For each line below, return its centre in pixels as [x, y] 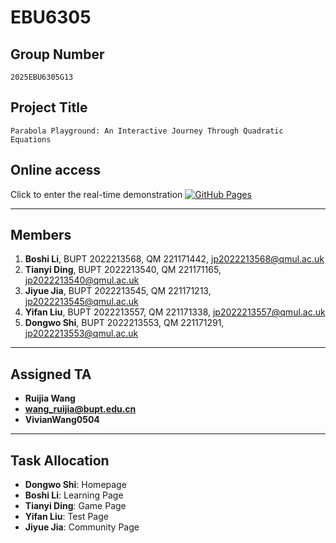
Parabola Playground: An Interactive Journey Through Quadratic [147, 131]
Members [41, 235]
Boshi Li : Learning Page [74, 495]
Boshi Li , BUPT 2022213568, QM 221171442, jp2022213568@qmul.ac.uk [174, 259]
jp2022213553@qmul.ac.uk [81, 333]
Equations [31, 139]
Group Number [57, 54]
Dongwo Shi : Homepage [75, 485]
